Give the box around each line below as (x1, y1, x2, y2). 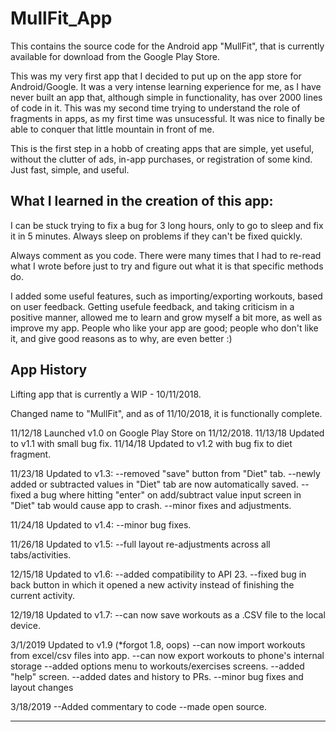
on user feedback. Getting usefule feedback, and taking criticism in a (10, 300, 295, 312)
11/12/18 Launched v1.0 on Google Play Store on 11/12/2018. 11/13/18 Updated (10, 427, 325, 439)
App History (10, 362, 88, 379)
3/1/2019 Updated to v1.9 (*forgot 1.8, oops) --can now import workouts (10, 638, 306, 651)
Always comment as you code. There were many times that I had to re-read (10, 249, 322, 261)
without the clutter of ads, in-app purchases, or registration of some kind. (10, 153, 313, 165)
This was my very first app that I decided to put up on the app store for (10, 70, 302, 82)
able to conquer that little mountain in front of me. (10, 123, 215, 135)
